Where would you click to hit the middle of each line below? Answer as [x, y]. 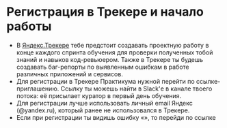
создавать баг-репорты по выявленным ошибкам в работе [103, 67]
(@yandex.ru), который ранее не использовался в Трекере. [103, 110]
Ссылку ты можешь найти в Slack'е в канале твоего [136, 89]
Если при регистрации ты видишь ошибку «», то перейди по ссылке [116, 117]
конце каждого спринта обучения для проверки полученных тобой [115, 52]
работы [29, 26]
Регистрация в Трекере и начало [105, 12]
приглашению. [38, 89]
